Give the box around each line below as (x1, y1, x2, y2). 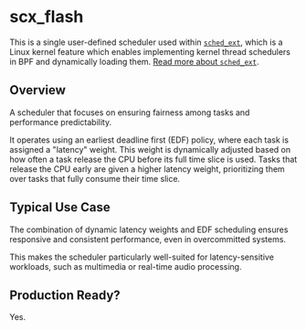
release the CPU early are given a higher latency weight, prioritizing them (9, 163, 285, 175)
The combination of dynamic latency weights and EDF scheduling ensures (9, 224, 289, 235)
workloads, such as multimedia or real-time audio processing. (9, 261, 242, 271)
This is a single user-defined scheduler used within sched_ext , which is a (9, 37, 283, 48)
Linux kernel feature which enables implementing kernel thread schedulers (9, 46, 290, 57)
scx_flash (9, 6, 84, 27)
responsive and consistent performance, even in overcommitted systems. (9, 233, 286, 244)
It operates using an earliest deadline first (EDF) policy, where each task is (9, 134, 290, 145)
